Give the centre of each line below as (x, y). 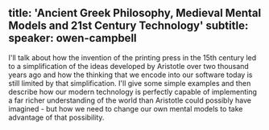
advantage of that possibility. (56, 117)
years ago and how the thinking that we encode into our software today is (130, 75)
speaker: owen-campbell (72, 38)
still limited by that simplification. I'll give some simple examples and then (130, 83)
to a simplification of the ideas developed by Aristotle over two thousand (129, 66)
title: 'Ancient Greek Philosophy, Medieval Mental (135, 13)
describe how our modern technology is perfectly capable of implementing (133, 91)
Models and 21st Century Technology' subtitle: (128, 26)
